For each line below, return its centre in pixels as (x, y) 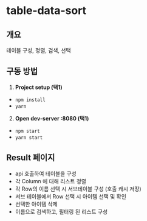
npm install (30, 100)
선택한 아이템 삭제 (36, 204)
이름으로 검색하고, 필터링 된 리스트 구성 (61, 211)
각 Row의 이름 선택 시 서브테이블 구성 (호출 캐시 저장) (78, 189)
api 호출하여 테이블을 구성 (46, 174)
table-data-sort (46, 11)
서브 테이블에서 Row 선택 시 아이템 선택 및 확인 (70, 196)
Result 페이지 (31, 158)
